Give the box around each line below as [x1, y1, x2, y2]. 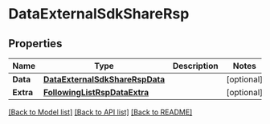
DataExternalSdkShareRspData [43, 74, 166, 85]
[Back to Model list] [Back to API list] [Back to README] [8, 107, 193, 117]
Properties [8, 37, 63, 50]
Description [172, 61, 219, 71]
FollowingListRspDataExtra [43, 87, 149, 98]
